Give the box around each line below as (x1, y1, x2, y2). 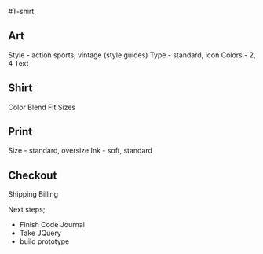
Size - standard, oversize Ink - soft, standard (8, 145, 153, 156)
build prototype (19, 237, 70, 246)
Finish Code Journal (19, 220, 85, 230)
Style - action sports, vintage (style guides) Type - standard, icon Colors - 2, (8, 50, 256, 60)
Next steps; (8, 204, 46, 215)
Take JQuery (19, 228, 61, 238)
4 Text (8, 58, 29, 68)
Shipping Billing (8, 190, 59, 199)
